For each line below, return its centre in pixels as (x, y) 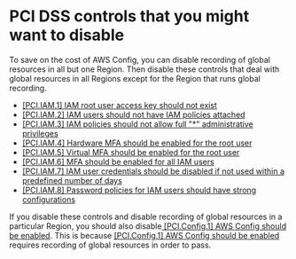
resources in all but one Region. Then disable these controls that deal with (144, 69)
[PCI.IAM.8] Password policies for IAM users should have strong (139, 190)
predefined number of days (72, 180)
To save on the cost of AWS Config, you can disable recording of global (140, 59)
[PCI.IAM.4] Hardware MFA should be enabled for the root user (137, 143)
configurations (49, 199)
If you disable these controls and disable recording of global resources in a (146, 216)
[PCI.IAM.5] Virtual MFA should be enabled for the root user (131, 152)
